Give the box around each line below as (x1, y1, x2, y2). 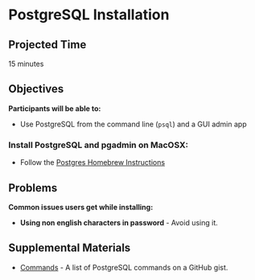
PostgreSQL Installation (8, 6, 170, 24)
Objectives (8, 82, 64, 96)
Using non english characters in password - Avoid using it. (19, 217, 219, 227)
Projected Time (8, 38, 87, 51)
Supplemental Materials (8, 241, 131, 255)
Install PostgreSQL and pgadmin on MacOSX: (8, 139, 189, 150)
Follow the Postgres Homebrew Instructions (19, 158, 166, 167)
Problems (8, 181, 58, 195)
